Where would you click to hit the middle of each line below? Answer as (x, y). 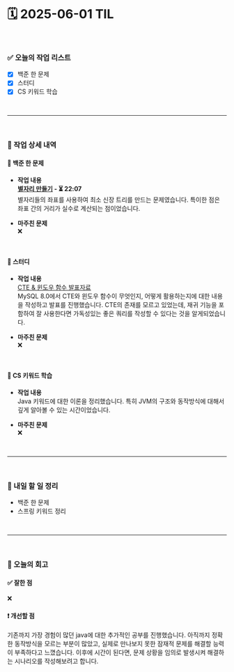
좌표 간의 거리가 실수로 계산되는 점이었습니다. (79, 208)
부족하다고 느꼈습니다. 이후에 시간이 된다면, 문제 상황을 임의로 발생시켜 (110, 652)
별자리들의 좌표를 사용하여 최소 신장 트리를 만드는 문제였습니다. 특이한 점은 (119, 200)
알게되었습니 (209, 313)
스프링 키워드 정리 (41, 512)
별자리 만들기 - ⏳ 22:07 (49, 188)
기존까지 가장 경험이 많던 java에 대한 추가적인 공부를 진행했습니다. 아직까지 (109, 635)
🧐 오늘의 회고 (28, 565)
